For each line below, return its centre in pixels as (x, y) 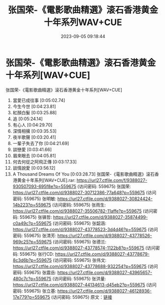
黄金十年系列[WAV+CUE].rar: (46, 180)
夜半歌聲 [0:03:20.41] (34, 137)
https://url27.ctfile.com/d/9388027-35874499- (100, 217)
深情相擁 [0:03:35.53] (35, 131)
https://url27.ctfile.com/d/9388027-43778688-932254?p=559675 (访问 (85, 266)
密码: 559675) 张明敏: (34, 198)
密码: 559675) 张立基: (34, 291)
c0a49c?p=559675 (32, 223)
